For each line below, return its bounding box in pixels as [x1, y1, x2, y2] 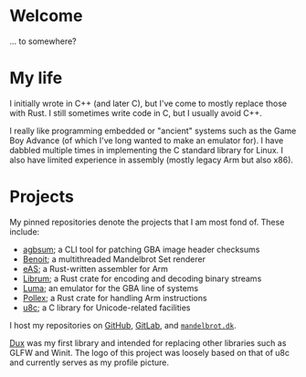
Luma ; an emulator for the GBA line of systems [22, 282, 199, 293]
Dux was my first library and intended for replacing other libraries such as [9, 337, 287, 348]
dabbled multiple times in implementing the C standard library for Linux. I [9, 144, 284, 155]
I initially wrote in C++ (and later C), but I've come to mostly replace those [9, 98, 288, 109]
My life [9, 68, 63, 89]
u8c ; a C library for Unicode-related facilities [22, 302, 191, 313]
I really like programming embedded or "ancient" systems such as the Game [9, 125, 297, 136]
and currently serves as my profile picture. [9, 357, 170, 368]
